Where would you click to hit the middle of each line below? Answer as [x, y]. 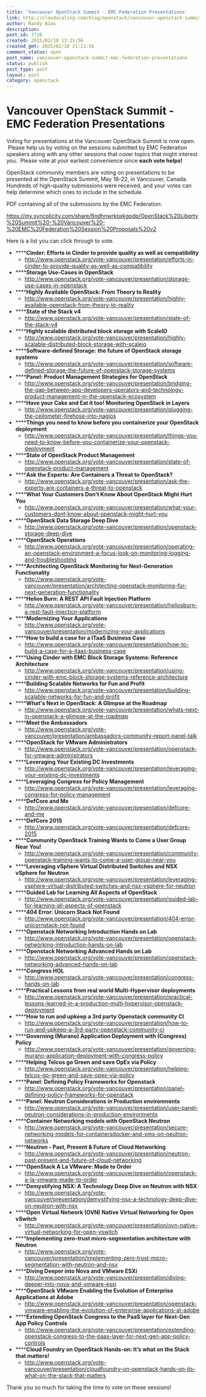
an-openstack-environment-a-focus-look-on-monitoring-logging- [108, 553]
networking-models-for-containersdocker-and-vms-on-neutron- [106, 1134]
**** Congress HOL [40, 971]
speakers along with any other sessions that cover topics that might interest [102, 154]
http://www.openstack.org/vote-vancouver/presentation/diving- [105, 1278]
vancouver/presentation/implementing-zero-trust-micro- [96, 1258]
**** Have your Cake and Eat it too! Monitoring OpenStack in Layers [102, 403]
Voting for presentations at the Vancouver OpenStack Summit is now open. [101, 141]
